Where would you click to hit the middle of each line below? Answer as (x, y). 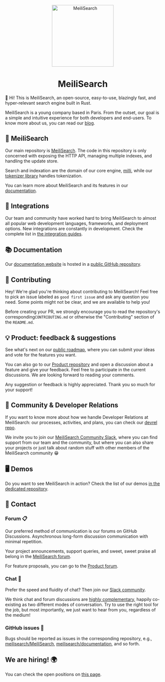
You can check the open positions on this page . (53, 674)
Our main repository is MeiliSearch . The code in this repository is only (76, 150)
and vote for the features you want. (41, 355)
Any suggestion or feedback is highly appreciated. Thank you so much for (80, 384)
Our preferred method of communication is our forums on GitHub (71, 531)
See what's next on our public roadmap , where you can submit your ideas (80, 350)
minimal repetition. (24, 542)
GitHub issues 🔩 (25, 628)
